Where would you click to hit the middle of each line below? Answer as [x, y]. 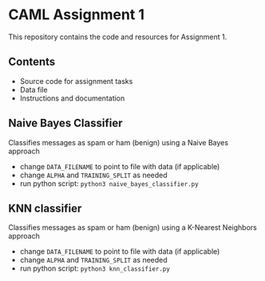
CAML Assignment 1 [77, 15]
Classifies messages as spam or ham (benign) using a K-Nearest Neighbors [132, 228]
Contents [32, 62]
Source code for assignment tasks [76, 81]
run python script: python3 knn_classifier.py [95, 268]
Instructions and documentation [72, 98]
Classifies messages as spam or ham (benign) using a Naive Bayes [119, 142]
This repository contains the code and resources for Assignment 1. [118, 37]
